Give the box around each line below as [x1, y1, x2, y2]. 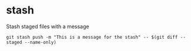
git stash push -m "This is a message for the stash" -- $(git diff [6, 34, 178, 40]
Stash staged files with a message [6, 23, 90, 30]
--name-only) [24, 39, 57, 45]
